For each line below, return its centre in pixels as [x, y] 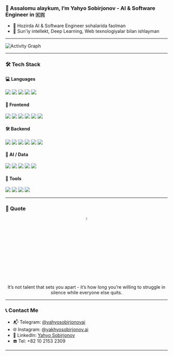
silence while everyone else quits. [86, 292]
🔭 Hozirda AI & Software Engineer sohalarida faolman [69, 26]
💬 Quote [16, 209]
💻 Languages [21, 79]
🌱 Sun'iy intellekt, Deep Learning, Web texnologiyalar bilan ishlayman [86, 31]
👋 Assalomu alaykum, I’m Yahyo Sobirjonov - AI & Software [80, 8]
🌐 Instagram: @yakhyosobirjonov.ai [50, 329]
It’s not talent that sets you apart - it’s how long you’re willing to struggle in [86, 287]
